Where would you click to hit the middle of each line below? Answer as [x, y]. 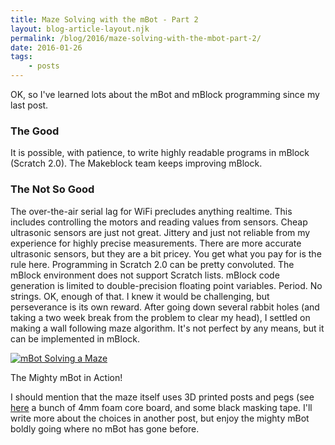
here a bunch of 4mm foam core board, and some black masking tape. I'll [161, 407]
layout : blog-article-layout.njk [80, 29]
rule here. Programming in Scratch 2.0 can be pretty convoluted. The [152, 264]
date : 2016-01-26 [46, 47]
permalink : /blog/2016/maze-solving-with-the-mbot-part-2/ [136, 38]
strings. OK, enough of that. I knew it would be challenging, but [140, 296]
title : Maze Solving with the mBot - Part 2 [104, 19]
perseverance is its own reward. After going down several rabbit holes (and [165, 307]
